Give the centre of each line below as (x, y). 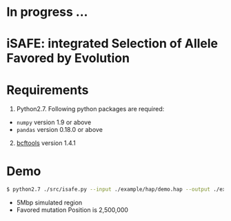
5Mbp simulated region (49, 203)
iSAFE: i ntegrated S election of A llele (112, 44)
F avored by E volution (68, 58)
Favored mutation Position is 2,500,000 (72, 210)
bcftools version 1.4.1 (46, 143)
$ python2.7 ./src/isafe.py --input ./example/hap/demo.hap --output (109, 190)
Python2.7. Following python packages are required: (90, 109)
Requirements (48, 90)
